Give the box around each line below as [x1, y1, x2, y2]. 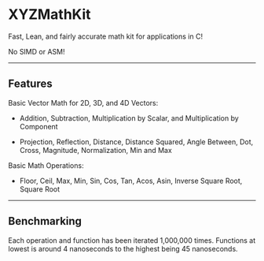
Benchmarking [8, 214, 82, 228]
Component [19, 121, 58, 131]
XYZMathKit [8, 6, 92, 24]
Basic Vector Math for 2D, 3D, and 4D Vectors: [8, 98, 159, 107]
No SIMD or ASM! [8, 47, 65, 56]
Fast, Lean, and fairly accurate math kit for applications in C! [8, 32, 203, 41]
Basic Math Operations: [8, 160, 84, 170]
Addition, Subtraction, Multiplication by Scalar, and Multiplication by [19, 113, 240, 123]
